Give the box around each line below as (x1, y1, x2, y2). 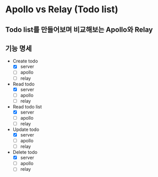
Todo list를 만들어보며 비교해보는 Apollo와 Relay (5, 25, 153, 34)
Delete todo (12, 149, 37, 156)
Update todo (12, 126, 39, 132)
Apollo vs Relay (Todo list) (5, 4, 119, 15)
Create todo (12, 58, 38, 64)
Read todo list (12, 103, 42, 109)
